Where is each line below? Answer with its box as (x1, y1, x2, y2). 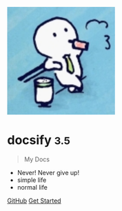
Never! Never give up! (17, 168, 80, 177)
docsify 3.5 (7, 132, 70, 148)
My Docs (23, 155, 50, 163)
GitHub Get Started (7, 197, 61, 205)
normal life (17, 183, 48, 191)
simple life (17, 176, 47, 184)
